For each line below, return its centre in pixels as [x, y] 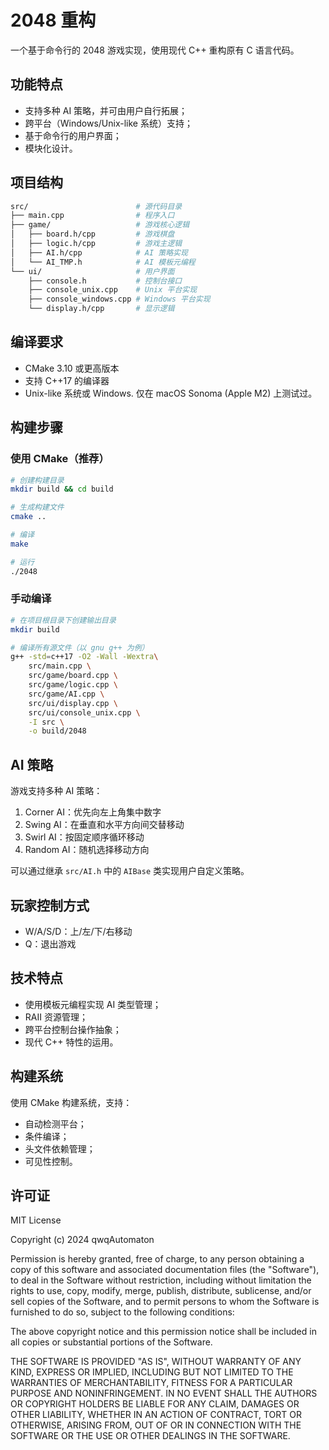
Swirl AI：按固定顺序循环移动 [84, 837]
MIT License [36, 1220]
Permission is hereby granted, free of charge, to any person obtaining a [157, 1259]
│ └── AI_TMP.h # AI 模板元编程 [103, 262]
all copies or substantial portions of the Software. [111, 1342]
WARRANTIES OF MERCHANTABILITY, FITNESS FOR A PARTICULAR [151, 1383]
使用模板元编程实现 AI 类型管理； [93, 1004]
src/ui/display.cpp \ [73, 703]
